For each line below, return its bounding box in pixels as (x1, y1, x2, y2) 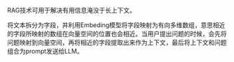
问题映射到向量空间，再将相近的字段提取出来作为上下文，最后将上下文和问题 (7, 38, 227, 47)
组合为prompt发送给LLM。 (7, 47, 84, 55)
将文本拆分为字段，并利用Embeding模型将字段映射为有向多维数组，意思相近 (7, 21, 226, 29)
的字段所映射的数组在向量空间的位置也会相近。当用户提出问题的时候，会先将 (7, 30, 227, 38)
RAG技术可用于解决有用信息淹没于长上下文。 (7, 6, 136, 14)
